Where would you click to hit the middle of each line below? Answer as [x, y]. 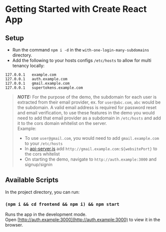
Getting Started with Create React [76, 9]
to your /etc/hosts [44, 143]
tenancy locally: [28, 66]
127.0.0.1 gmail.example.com [37, 83]
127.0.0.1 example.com [31, 75]
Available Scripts [32, 180]
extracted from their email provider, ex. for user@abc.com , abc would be [89, 102]
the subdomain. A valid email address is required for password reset [87, 107]
